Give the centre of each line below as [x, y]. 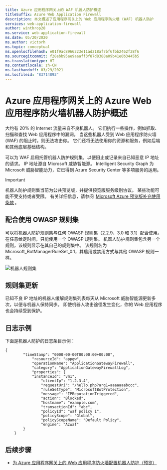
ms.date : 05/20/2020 [27, 38]
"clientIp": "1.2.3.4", [66, 381]
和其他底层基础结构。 [27, 147]
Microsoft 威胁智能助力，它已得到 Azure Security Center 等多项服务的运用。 [83, 169]
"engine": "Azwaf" [60, 425]
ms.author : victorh [25, 42]
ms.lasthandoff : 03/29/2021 [34, 70]
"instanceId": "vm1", [54, 377]
